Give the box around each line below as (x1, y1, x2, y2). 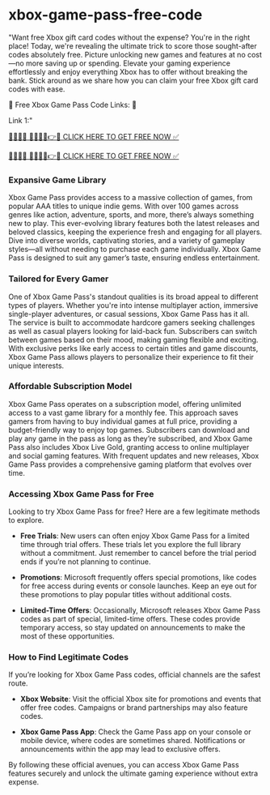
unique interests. (8, 361, 65, 370)
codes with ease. (8, 83, 65, 94)
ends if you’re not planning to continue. (19, 557, 151, 566)
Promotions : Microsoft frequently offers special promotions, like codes (19, 573, 257, 583)
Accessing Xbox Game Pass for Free (8, 488, 154, 499)
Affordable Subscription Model (8, 381, 133, 392)
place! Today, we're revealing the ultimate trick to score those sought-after (8, 41, 257, 50)
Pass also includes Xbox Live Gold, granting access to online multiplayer (8, 442, 250, 451)
